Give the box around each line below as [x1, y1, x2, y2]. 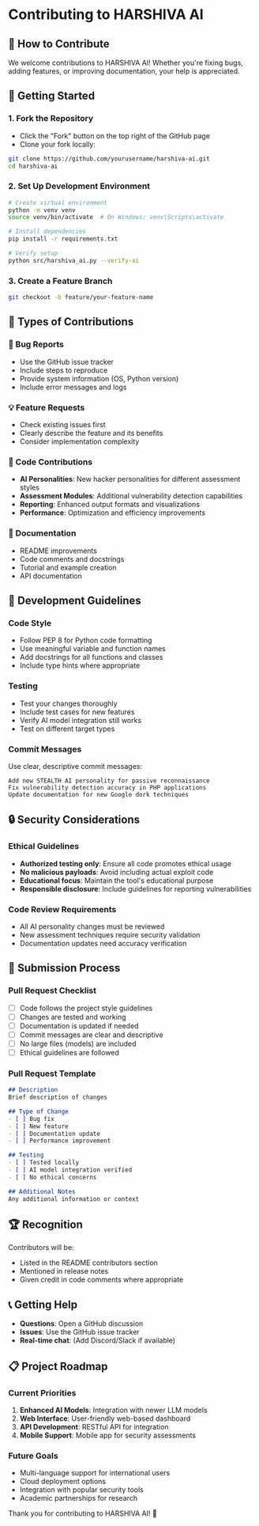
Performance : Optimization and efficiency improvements [19, 508, 206, 517]
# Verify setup [8, 249, 58, 258]
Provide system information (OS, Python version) [19, 373, 179, 383]
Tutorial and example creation [19, 562, 117, 572]
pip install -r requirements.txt [8, 235, 118, 243]
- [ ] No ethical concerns [8, 1173, 97, 1181]
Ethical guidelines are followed [19, 1047, 120, 1057]
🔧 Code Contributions [8, 456, 93, 468]
